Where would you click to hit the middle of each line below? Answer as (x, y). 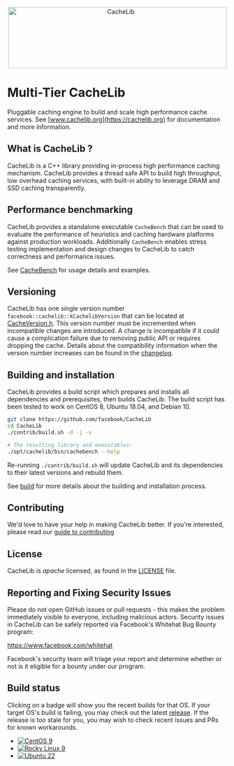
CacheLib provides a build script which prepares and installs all (98, 392)
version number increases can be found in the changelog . (90, 353)
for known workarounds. (43, 727)
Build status (34, 688)
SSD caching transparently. (46, 188)
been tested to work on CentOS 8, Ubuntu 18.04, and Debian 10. (99, 407)
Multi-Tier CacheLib (66, 93)
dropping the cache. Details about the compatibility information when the (112, 346)
